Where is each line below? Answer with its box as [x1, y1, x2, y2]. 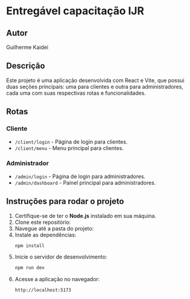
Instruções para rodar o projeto [6, 197, 124, 207]
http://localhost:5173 [14, 287, 71, 293]
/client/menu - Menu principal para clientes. [14, 144, 124, 151]
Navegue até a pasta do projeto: [14, 225, 94, 232]
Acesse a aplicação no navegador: [14, 276, 100, 283]
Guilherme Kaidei [6, 43, 49, 51]
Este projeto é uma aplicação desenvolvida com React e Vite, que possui [6, 76, 185, 84]
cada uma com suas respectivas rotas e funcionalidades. [6, 89, 146, 96]
